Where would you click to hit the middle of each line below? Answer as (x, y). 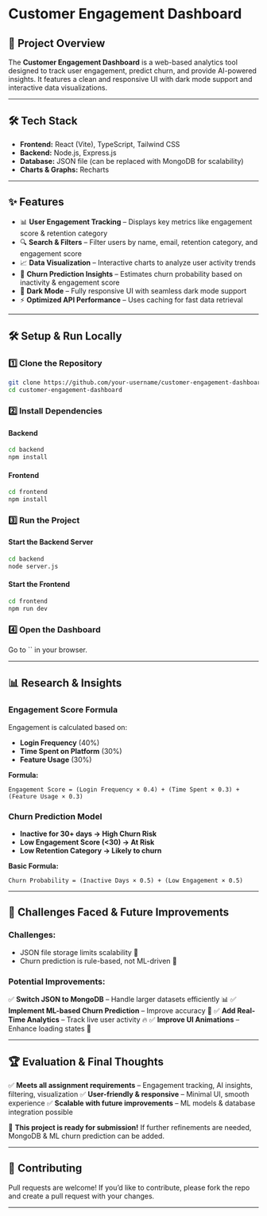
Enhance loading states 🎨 (50, 1028)
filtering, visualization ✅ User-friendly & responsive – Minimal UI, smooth (129, 1094)
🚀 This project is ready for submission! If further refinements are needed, (130, 1127)
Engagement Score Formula (63, 710)
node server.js (33, 566)
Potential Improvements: (57, 981)
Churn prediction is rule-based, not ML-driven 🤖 (98, 961)
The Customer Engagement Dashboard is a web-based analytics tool (123, 62)
